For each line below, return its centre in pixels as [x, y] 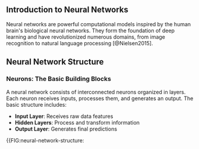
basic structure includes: [37, 104]
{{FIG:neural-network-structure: [45, 140]
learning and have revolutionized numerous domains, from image [86, 37]
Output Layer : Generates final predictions [66, 129]
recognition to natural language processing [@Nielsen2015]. [80, 43]
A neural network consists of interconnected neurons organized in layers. [96, 92]
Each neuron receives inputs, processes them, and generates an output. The [100, 98]
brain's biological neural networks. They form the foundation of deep [91, 30]
